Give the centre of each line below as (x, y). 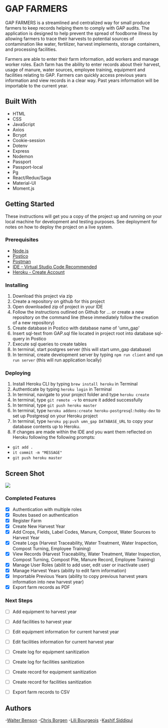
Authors (18, 708)
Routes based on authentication (45, 515)
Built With (21, 102)
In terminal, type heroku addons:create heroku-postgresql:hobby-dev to (86, 411)
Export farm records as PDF (41, 587)
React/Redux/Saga (32, 177)
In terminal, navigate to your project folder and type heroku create (81, 395)
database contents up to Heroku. (46, 427)
